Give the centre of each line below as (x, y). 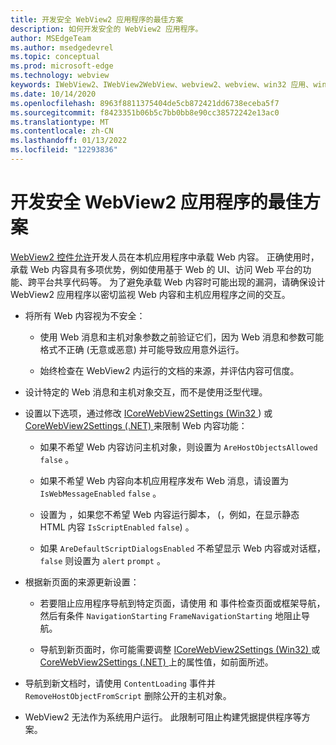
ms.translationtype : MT (60, 122)
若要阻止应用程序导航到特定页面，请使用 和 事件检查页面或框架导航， (182, 603)
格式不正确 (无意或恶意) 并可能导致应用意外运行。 (142, 349)
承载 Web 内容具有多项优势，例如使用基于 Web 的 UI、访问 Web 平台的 (156, 269)
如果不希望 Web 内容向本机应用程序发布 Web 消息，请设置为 (164, 480)
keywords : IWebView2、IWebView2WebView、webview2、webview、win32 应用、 (162, 85)
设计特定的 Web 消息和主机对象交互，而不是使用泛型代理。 (146, 392)
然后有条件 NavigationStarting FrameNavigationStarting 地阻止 (170, 615)
